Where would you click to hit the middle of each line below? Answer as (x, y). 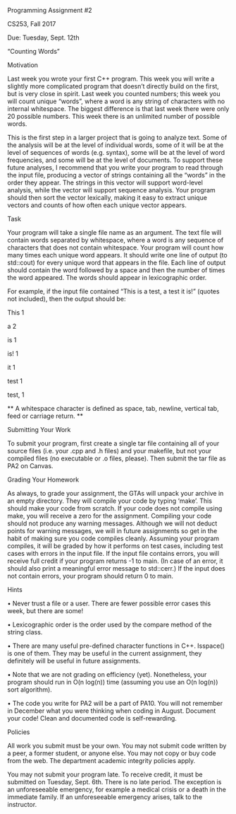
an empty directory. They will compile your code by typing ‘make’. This (110, 501)
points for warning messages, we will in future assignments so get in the (112, 531)
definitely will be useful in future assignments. (74, 661)
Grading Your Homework (43, 479)
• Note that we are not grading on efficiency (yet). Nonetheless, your (107, 674)
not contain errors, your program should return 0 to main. (91, 576)
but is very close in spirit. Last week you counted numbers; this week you (114, 94)
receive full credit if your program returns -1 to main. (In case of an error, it (115, 561)
